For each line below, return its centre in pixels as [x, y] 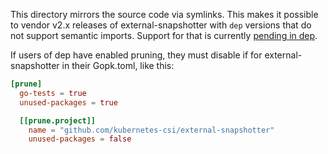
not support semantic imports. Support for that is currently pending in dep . [164, 35]
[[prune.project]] [58, 120]
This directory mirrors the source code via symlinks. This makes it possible [164, 14]
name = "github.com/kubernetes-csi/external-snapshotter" [151, 130]
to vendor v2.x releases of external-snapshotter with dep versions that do [161, 25]
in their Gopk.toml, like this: [118, 65]
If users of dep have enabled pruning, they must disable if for [136, 55]
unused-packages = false [80, 139]
